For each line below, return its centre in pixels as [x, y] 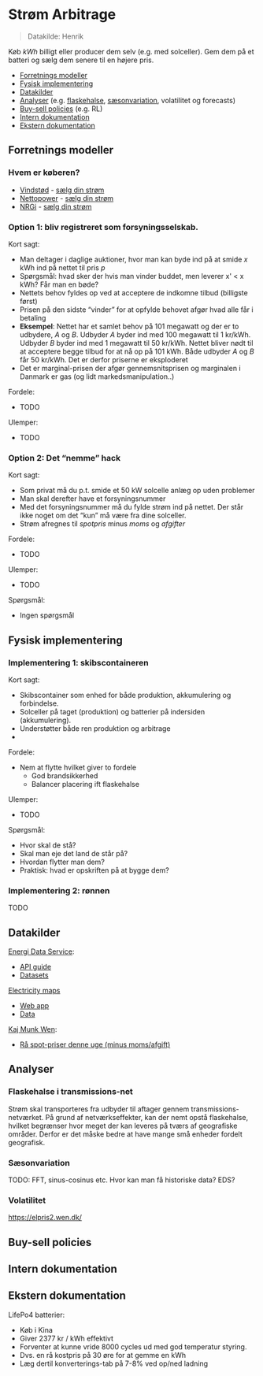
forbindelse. [39, 703]
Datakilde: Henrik [56, 36]
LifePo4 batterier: [37, 1315]
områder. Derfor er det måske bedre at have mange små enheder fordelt [125, 1134]
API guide [35, 967]
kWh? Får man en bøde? [59, 284]
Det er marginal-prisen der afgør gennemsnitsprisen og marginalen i [130, 368]
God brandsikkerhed [65, 775]
